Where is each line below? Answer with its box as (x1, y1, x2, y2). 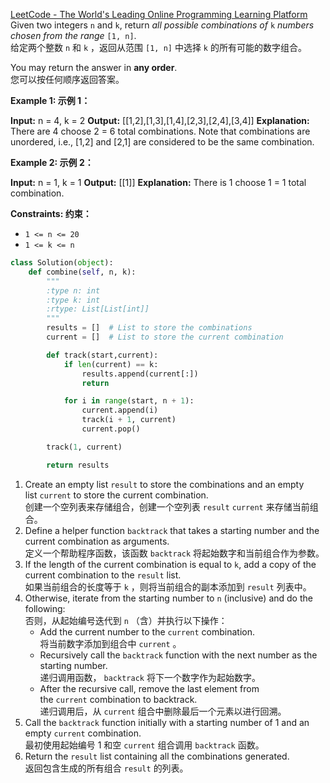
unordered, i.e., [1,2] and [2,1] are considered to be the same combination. (10, 136, 315, 148)
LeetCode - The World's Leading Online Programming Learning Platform (10, 9, 308, 20)
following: (24, 602, 66, 614)
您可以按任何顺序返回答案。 (10, 74, 125, 85)
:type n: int (46, 285, 101, 296)
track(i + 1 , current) (81, 415, 177, 425)
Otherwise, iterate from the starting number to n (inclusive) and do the (24, 592, 313, 604)
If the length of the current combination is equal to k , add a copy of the (24, 558, 317, 570)
